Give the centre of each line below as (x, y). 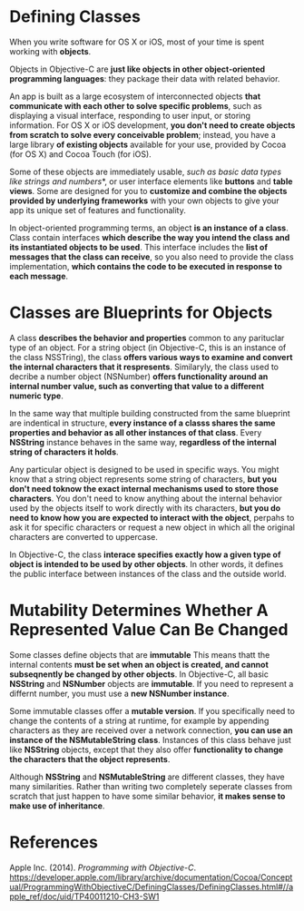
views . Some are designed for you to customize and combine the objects (148, 191)
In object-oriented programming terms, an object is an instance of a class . (149, 228)
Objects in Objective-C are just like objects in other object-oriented (137, 69)
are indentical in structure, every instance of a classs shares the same (142, 423)
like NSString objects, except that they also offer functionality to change (147, 749)
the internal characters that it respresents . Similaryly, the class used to (144, 367)
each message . (39, 276)
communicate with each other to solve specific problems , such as (136, 105)
